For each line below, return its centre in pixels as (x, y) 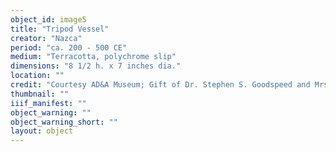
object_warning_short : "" (64, 122)
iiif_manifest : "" (48, 103)
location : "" (37, 76)
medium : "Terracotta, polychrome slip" (93, 57)
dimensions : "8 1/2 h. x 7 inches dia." (96, 66)
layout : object (42, 131)
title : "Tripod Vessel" (60, 29)
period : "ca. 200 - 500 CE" (69, 47)
